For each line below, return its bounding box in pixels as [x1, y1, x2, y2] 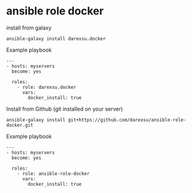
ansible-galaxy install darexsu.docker [6, 35, 106, 41]
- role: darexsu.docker [17, 84, 77, 90]
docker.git [6, 122, 34, 128]
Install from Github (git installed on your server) [6, 105, 123, 112]
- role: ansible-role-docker [17, 170, 90, 177]
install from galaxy [6, 24, 52, 31]
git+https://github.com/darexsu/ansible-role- [68, 117, 187, 123]
